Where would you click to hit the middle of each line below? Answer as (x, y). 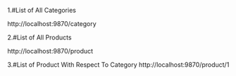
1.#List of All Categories (42, 10)
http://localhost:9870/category (52, 24)
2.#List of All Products (39, 37)
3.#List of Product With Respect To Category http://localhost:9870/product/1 (118, 65)
